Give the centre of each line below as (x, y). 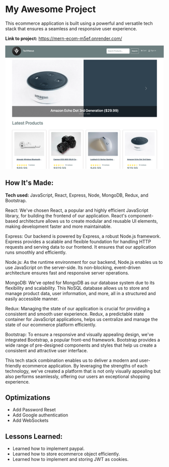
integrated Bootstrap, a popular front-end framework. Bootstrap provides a (82, 340)
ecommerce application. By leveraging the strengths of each (85, 365)
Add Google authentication (40, 415)
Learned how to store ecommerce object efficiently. (66, 454)
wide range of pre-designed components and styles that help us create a (81, 345)
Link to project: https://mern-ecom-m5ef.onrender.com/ (64, 38)
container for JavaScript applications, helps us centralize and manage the (82, 319)
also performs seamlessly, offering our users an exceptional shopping (77, 376)
